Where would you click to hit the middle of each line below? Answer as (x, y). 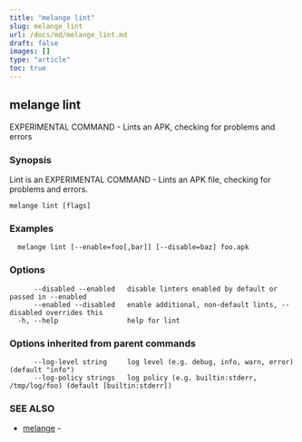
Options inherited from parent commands (103, 343)
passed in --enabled (49, 297)
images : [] (30, 52)
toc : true (28, 69)
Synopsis (30, 159)
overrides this (74, 312)
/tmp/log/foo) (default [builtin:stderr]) (91, 386)
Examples (32, 228)
